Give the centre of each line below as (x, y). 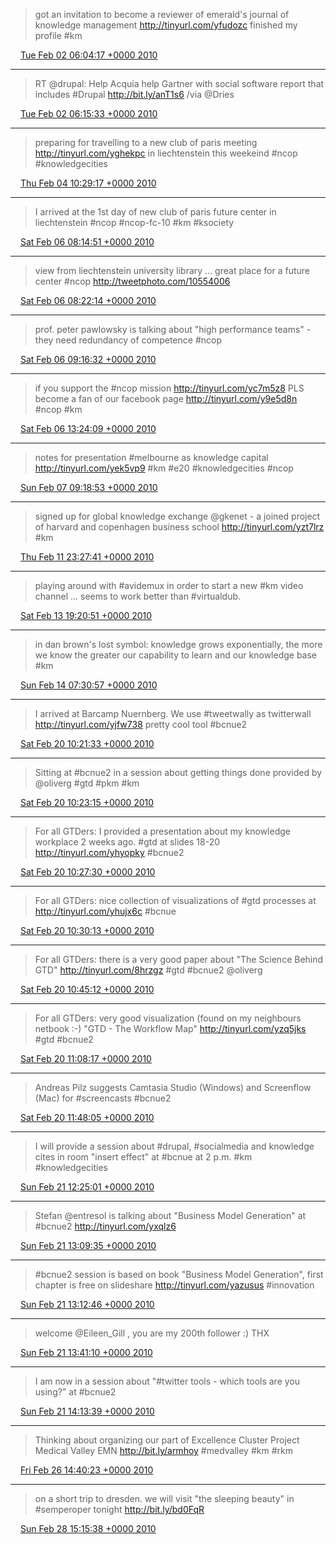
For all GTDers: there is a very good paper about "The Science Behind (179, 959)
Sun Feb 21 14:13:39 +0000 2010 (87, 1411)
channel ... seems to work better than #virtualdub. (138, 596)
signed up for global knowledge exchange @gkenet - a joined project (177, 516)
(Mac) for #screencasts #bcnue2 (103, 1098)
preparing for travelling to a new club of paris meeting (146, 142)
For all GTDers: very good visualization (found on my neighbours (168, 1018)
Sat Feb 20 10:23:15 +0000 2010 (87, 802)
